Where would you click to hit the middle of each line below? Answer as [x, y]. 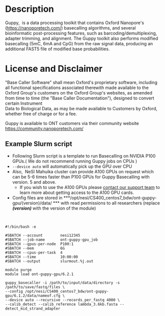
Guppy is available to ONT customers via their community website [72, 123]
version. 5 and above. [34, 182]
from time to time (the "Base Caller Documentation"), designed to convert [80, 98]
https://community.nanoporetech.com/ [44, 128]
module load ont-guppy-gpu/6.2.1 [39, 274]
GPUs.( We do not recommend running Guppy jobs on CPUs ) [75, 161]
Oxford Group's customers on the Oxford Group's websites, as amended [79, 93]
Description [30, 9]
